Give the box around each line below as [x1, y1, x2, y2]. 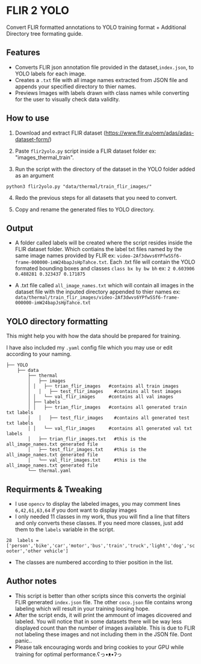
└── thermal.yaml [28, 468, 71, 474]
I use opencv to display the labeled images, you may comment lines [14, 500, 181, 507]
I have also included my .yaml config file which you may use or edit [6, 344, 173, 351]
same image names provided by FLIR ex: [14, 252, 116, 260]
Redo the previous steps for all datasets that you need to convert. [14, 194, 178, 201]
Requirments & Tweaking [6, 484, 102, 494]
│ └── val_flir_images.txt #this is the [28, 457, 147, 464]
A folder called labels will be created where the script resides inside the [14, 239, 193, 246]
